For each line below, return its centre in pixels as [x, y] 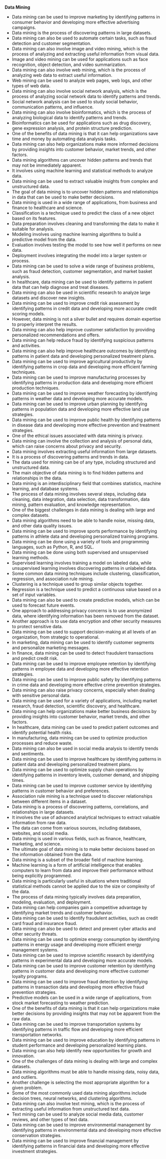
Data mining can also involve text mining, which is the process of [78, 1104]
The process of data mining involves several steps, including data [79, 494]
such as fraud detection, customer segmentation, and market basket [82, 271]
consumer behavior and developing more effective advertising [76, 22]
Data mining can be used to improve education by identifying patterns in [86, 1040]
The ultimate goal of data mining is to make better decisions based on [83, 849]
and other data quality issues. [42, 526]
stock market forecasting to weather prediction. [61, 1003]
